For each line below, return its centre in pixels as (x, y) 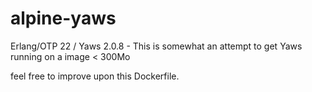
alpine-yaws (63, 18)
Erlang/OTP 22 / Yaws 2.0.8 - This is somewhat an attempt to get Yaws (156, 46)
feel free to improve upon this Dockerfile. (95, 76)
